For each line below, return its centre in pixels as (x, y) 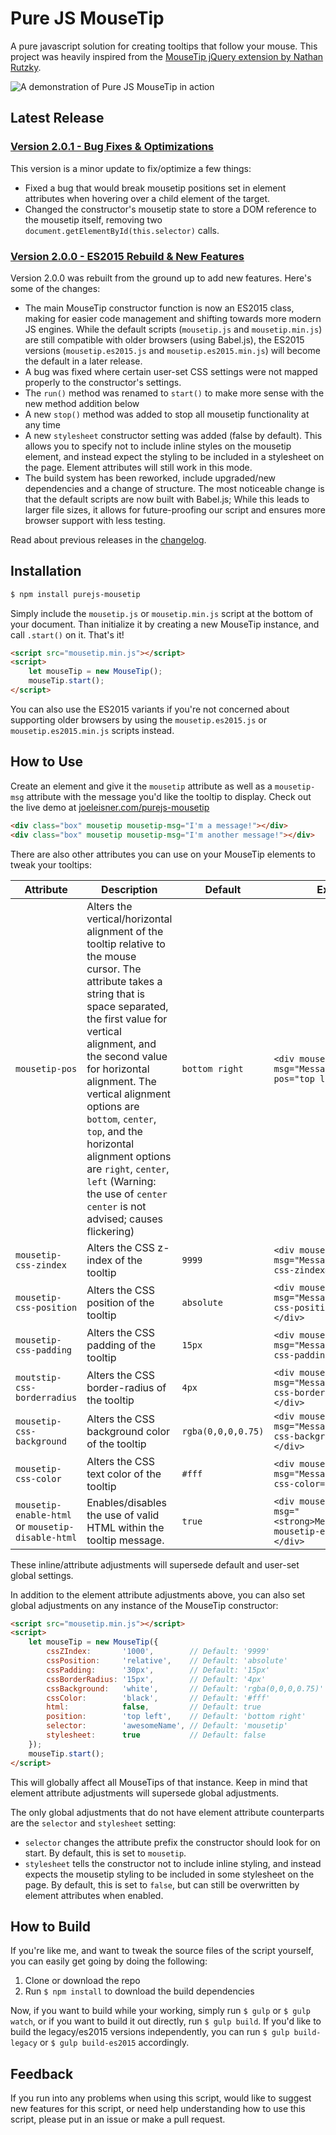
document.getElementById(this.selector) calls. (122, 230)
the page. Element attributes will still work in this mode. (138, 467)
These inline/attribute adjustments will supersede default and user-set (155, 1564)
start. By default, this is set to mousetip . (105, 1853)
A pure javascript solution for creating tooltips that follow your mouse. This (164, 46)
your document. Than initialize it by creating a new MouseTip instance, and (165, 624)
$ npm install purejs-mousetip (75, 594)
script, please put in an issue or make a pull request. (118, 2119)
